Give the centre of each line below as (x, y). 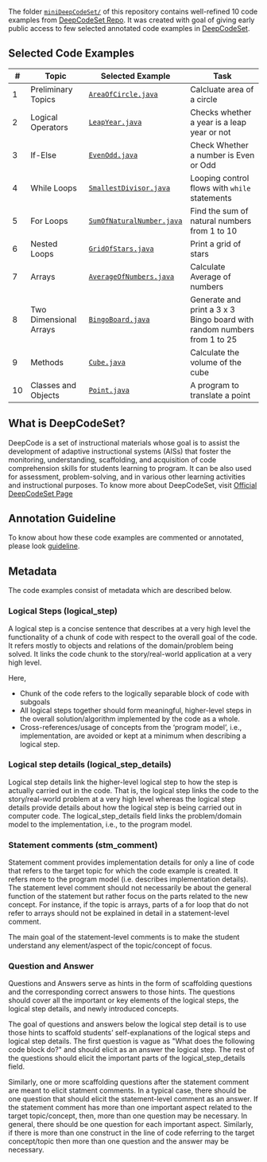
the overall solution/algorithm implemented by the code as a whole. (130, 718)
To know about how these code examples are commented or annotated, (126, 538)
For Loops (49, 221)
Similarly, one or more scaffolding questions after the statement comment (129, 1082)
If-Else (44, 155)
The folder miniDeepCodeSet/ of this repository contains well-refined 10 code (133, 12)
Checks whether (221, 112)
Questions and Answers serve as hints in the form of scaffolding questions (130, 983)
